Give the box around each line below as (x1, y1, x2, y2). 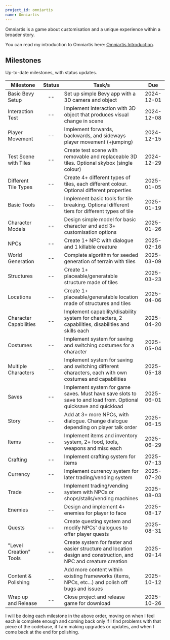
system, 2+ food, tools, (64, 438, 119, 445)
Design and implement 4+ (64, 503, 125, 510)
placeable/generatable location (64, 293, 138, 300)
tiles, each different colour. (64, 180, 128, 188)
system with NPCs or (64, 489, 114, 496)
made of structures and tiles (64, 300, 131, 307)
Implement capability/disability (64, 308, 137, 315)
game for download (64, 600, 110, 607)
